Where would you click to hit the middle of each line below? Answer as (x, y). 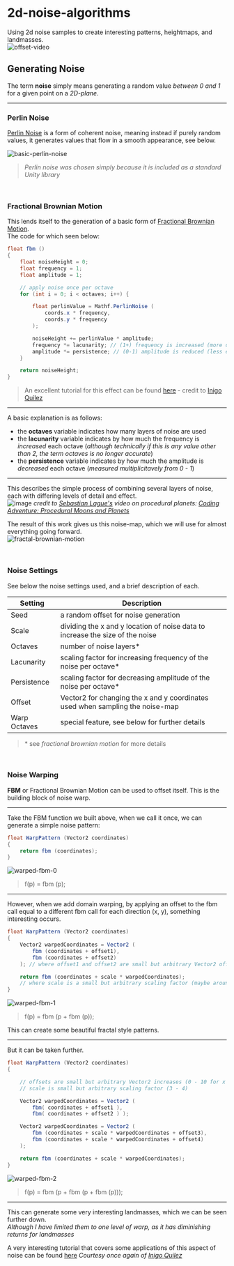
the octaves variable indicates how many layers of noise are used (112, 432)
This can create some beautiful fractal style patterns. (83, 1030)
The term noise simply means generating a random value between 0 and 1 (114, 86)
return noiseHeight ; (49, 371)
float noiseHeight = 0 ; (54, 262)
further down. (27, 1219)
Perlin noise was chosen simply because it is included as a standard (123, 167)
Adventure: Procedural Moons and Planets (69, 511)
